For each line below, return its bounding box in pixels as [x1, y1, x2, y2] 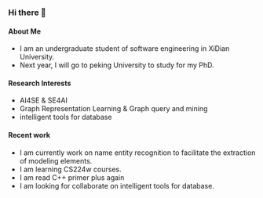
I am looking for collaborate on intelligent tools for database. [19, 181, 214, 190]
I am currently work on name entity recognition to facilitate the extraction [19, 148, 256, 157]
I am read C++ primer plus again [19, 172, 125, 182]
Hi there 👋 [8, 7, 47, 18]
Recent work [8, 130, 51, 139]
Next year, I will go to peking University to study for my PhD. [19, 60, 214, 70]
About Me [8, 27, 42, 36]
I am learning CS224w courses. [19, 164, 122, 174]
